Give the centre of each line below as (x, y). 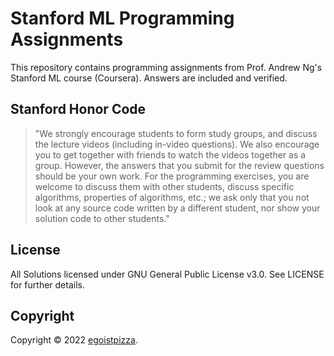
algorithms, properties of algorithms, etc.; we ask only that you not (172, 197)
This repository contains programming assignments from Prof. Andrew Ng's (166, 67)
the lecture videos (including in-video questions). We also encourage (177, 144)
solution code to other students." (102, 218)
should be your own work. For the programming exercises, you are (172, 176)
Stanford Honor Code (78, 109)
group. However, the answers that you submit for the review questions (179, 165)
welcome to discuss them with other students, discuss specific (164, 186)
